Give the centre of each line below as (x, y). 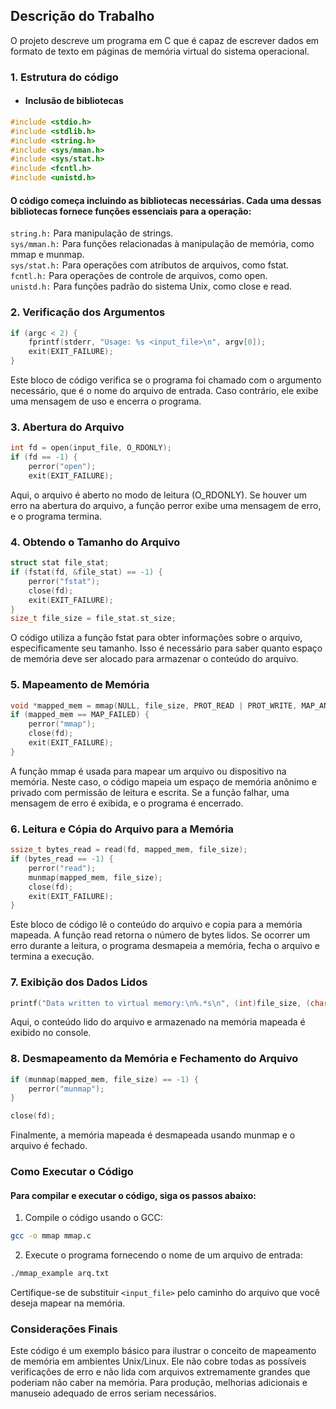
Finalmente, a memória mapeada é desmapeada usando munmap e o (153, 1135)
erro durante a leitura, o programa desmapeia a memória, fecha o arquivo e (165, 946)
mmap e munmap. (47, 255)
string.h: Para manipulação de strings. (92, 233)
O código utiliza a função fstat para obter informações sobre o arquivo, (156, 638)
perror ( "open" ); (62, 467)
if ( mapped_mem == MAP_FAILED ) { (80, 715)
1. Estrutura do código (64, 77)
